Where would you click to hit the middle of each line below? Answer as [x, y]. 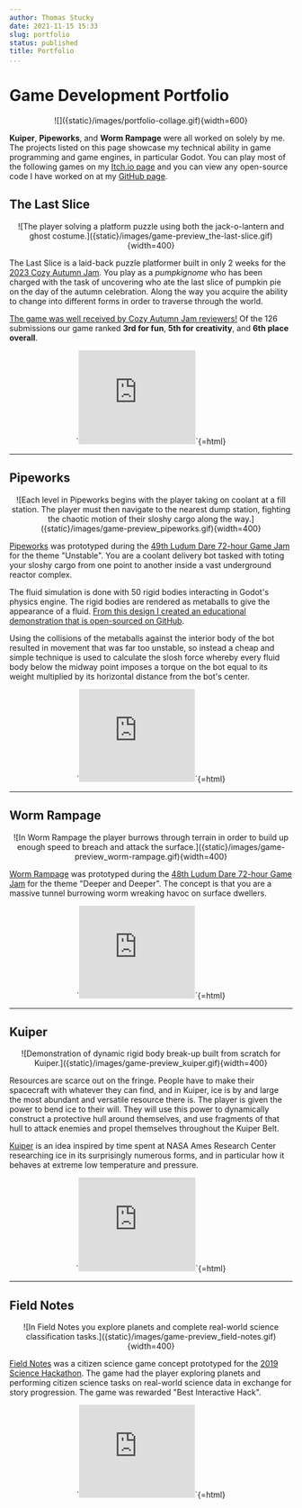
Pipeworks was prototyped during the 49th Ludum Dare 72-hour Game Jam [150, 546]
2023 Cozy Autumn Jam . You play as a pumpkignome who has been [136, 272]
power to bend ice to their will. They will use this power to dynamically [139, 1109]
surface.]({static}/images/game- [225, 846]
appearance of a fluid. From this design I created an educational [128, 611]
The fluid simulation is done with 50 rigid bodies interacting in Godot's [139, 591]
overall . [24, 338]
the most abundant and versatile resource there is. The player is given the [146, 1100]
